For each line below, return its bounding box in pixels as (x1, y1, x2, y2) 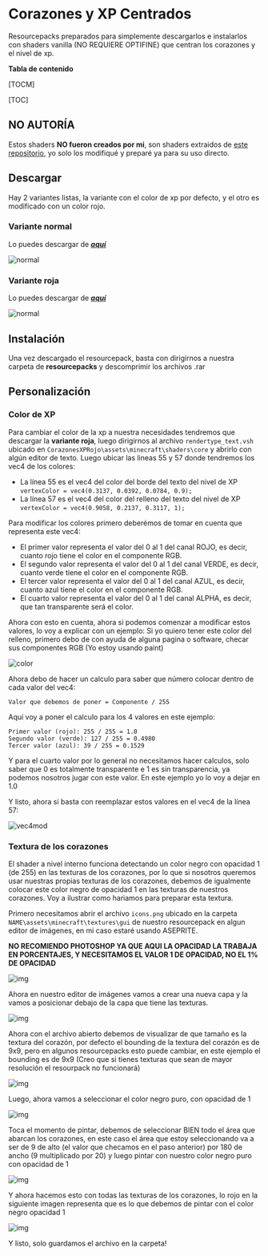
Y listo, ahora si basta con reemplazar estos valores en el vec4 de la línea (8, 796, 250, 806)
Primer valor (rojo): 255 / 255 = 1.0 (8, 727, 138, 735)
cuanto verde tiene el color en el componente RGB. (19, 567, 189, 577)
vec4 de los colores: (8, 461, 76, 471)
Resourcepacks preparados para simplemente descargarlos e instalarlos (8, 31, 248, 41)
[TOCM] (8, 79, 35, 89)
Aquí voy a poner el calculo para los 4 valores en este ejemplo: (8, 711, 216, 722)
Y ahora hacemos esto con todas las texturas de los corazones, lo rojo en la (8, 1190, 258, 1200)
